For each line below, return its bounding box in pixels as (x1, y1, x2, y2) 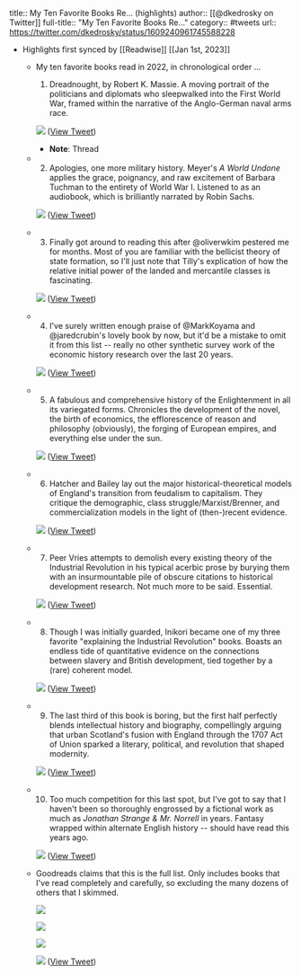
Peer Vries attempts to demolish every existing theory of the (49, 553, 272, 563)
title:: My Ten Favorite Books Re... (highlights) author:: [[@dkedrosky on (9, 8, 274, 18)
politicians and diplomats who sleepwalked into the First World (49, 89, 281, 99)
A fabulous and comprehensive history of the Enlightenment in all (49, 394, 291, 405)
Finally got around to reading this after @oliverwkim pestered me (49, 237, 289, 247)
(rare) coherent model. (49, 665, 133, 675)
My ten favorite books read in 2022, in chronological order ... (35, 62, 261, 72)
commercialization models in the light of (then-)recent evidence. (49, 507, 288, 518)
